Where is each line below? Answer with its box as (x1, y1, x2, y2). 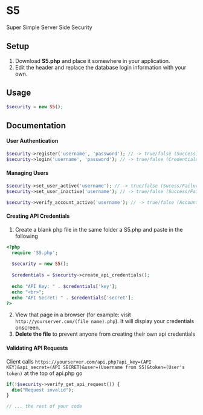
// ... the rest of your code (6, 404, 83, 410)
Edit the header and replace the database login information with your (14, 64, 186, 71)
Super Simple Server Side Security (6, 24, 92, 31)
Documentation (6, 120, 66, 131)
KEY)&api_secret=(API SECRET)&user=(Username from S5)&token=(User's (6, 364, 185, 370)
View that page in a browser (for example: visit (14, 311, 131, 318)
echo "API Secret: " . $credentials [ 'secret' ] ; (11, 295, 134, 301)
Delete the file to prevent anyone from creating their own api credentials (14, 330, 196, 338)
